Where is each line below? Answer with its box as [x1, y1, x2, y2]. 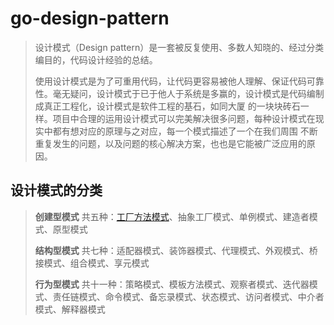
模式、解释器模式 [34, 303, 106, 315]
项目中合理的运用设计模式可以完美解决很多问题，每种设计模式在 [52, 112, 316, 124]
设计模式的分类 [10, 182, 103, 199]
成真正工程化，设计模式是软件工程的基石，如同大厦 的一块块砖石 [34, 100, 301, 112]
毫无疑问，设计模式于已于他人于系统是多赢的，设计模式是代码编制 [52, 87, 325, 99]
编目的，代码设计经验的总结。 [34, 53, 158, 66]
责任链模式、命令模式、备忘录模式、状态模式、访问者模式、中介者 [52, 290, 325, 302]
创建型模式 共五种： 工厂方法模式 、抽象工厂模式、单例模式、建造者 [34, 210, 310, 222]
